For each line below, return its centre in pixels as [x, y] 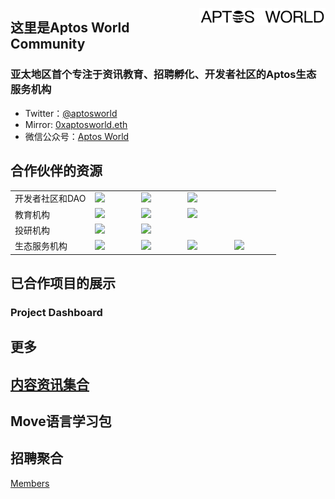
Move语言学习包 [61, 421]
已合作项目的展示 [63, 283]
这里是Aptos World [70, 28]
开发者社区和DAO [50, 199]
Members [30, 483]
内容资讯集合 [50, 384]
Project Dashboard [56, 312]
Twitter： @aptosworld [71, 113]
